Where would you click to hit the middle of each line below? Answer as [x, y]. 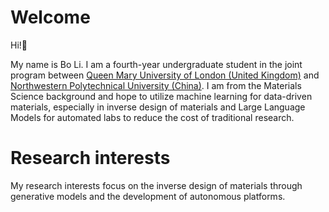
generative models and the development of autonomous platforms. [148, 196]
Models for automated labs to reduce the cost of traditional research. [152, 117]
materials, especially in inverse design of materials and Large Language [158, 107]
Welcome [50, 17]
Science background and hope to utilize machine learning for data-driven [161, 96]
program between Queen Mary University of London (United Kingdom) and [165, 75]
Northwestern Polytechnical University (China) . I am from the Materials [156, 85]
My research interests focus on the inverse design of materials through [156, 185]
